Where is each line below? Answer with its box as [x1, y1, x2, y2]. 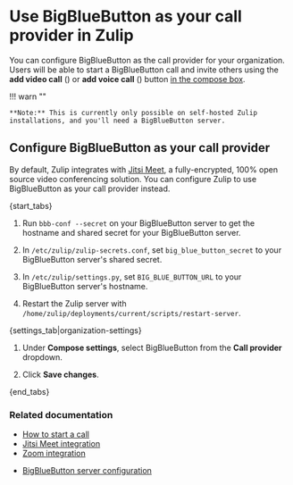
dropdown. [21, 351, 63, 363]
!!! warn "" [9, 91, 47, 102]
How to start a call [21, 429, 89, 439]
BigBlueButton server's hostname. [21, 280, 148, 291]
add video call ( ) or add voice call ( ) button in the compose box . [9, 73, 246, 84]
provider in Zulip [9, 25, 134, 46]
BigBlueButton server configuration [21, 465, 152, 476]
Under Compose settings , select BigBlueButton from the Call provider [21, 342, 283, 353]
